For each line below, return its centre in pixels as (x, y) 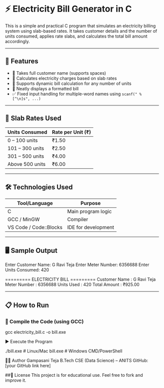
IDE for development (91, 227)
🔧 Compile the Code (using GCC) (44, 321)
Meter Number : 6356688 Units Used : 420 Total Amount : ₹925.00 (72, 285)
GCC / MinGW (24, 220)
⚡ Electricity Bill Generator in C (68, 9)
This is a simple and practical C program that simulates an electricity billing (81, 26)
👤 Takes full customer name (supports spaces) (59, 73)
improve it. (16, 380)
